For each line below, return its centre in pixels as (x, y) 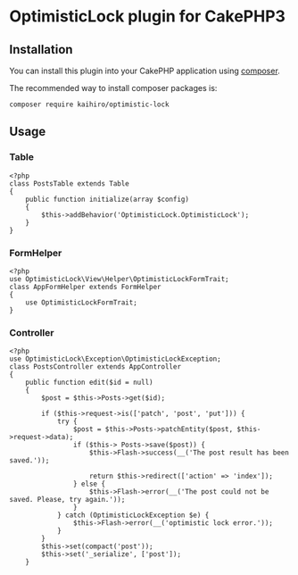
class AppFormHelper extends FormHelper (86, 287)
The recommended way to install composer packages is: (113, 88)
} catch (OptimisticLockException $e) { (133, 515)
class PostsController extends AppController (95, 367)
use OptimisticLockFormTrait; (82, 302)
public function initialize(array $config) (108, 199)
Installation (41, 50)
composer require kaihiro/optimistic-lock (89, 104)
